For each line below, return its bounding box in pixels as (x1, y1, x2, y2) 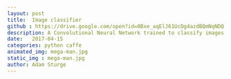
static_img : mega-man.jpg (7, 55, 85, 62)
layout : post (7, 10, 45, 17)
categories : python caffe (7, 42, 82, 49)
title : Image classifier (7, 16, 82, 23)
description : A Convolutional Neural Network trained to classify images (7, 29, 225, 36)
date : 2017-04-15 (7, 36, 64, 43)
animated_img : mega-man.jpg (7, 49, 89, 56)
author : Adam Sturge (7, 61, 67, 68)
